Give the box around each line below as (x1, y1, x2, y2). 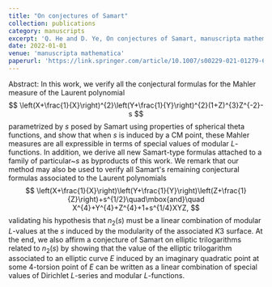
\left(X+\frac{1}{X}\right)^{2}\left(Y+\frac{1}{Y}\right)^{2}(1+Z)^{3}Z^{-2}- (19, 100, 264, 110)
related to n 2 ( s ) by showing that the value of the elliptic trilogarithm (8, 243, 232, 255)
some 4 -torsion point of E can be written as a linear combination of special (8, 262, 257, 272)
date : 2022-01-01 (8, 42, 67, 50)
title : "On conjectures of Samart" (8, 11, 129, 20)
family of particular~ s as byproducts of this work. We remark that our (8, 155, 239, 166)
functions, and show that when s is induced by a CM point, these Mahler (8, 130, 250, 140)
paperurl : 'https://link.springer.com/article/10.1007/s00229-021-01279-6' (8, 57, 270, 65)
